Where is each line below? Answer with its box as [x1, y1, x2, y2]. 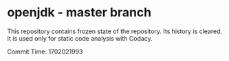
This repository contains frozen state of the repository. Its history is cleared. [7, 27, 222, 35]
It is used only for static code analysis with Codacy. [7, 34, 153, 42]
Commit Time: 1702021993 [7, 47, 83, 56]
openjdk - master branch [7, 5, 152, 20]
